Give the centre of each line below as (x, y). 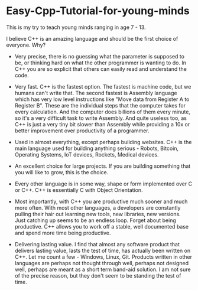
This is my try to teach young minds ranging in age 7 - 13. (76, 27)
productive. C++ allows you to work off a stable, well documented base (102, 226)
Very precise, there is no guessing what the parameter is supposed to (100, 56)
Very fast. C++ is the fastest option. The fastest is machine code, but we (103, 86)
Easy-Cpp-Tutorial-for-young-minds (98, 11)
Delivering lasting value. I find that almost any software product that (97, 244)
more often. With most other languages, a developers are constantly (98, 207)
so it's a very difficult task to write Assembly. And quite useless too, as (101, 118)
